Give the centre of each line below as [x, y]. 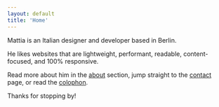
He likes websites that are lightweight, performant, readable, [95, 54]
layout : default [31, 14]
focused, [20, 61]
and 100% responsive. [66, 61]
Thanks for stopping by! [42, 96]
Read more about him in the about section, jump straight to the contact [109, 75]
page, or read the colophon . [48, 82]
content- [196, 54]
